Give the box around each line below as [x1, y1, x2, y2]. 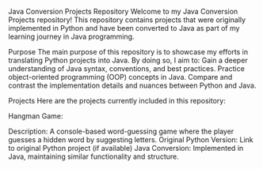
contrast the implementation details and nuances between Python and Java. [8, 81, 257, 90]
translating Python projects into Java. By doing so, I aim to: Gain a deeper [8, 55, 248, 65]
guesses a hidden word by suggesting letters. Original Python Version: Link [8, 135, 253, 145]
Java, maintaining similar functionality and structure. [8, 152, 180, 161]
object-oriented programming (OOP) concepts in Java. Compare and [8, 73, 233, 81]
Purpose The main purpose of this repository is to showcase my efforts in [8, 47, 249, 56]
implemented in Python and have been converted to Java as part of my [8, 24, 240, 32]
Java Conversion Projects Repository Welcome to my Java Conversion [8, 7, 238, 16]
